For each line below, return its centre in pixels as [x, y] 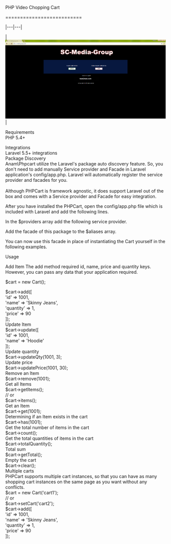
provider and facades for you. [36, 180]
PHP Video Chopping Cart [33, 7]
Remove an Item [22, 373]
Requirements [20, 132]
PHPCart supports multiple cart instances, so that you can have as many [81, 477]
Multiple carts [20, 471]
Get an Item [18, 406]
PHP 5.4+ [15, 138]
